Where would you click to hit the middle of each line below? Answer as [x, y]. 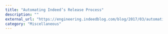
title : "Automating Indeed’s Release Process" [54, 10]
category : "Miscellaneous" [33, 24]
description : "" [22, 14]
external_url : [20, 19]
